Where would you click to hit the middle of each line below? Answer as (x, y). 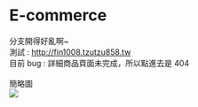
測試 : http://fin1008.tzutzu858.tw (70, 52)
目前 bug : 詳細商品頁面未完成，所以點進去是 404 (99, 63)
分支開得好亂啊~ (39, 41)
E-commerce (58, 15)
